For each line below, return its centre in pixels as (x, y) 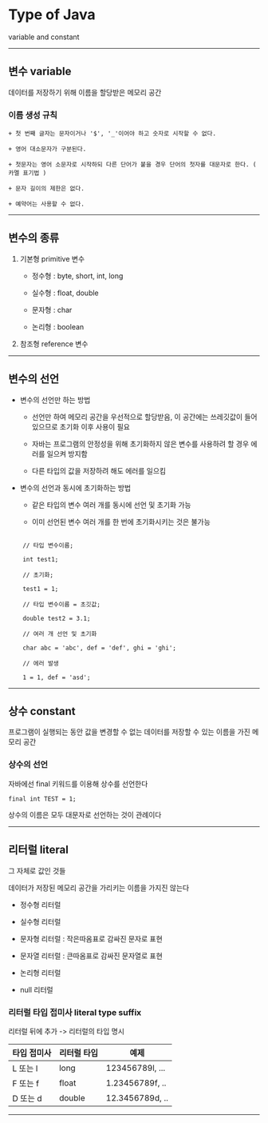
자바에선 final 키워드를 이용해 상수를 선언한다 (78, 783)
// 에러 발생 (41, 663)
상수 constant (42, 711)
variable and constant (44, 37)
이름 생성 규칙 (33, 115)
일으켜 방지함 (67, 454)
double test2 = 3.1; (57, 618)
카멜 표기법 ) (28, 174)
